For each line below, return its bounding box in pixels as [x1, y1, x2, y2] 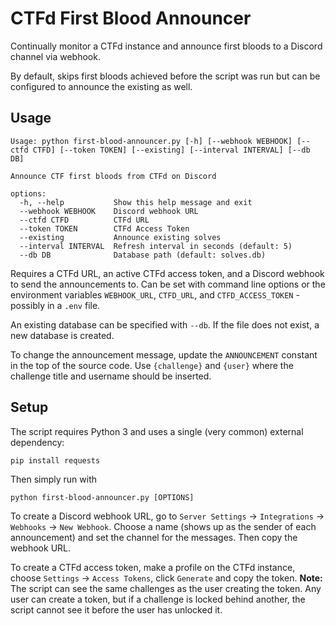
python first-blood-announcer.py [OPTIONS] [10, 492, 195, 502]
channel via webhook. [10, 50, 101, 62]
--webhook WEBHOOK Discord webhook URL [19, 206, 199, 216]
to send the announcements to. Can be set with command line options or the [10, 278, 326, 290]
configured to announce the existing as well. [10, 80, 193, 92]
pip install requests [10, 455, 101, 466]
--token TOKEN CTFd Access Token [19, 223, 190, 234]
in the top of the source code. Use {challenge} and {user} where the [10, 359, 294, 371]
